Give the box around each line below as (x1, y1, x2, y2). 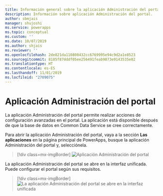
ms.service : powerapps (5, 25, 51, 30)
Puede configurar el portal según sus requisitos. (5, 166, 101, 172)
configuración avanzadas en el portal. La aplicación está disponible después (5, 117, 158, 123)
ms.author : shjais (5, 43, 42, 48)
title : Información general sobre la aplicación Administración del (5, 7, 147, 12)
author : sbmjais (5, 16, 38, 21)
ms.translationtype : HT (5, 61, 53, 66)
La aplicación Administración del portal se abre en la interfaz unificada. (5, 161, 147, 167)
